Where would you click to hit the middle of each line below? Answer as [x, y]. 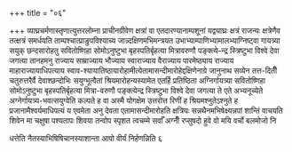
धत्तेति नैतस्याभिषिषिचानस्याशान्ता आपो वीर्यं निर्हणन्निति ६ [86, 138]
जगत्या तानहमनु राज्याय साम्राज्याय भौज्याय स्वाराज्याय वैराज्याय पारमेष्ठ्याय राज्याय [122, 60]
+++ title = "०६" [38, 13]
